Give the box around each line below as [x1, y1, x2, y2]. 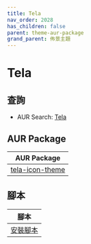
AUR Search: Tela [16, 113, 67, 121]
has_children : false [7, 23, 66, 30]
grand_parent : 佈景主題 [7, 36, 70, 43]
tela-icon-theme [10, 164, 66, 174]
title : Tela [7, 10, 41, 17]
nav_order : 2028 [7, 16, 53, 23]
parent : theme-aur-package [7, 29, 84, 36]
